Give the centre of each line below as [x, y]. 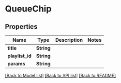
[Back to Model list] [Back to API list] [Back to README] [60, 76]
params [16, 64]
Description [69, 40]
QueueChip [28, 9]
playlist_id [19, 56]
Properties [21, 27]
